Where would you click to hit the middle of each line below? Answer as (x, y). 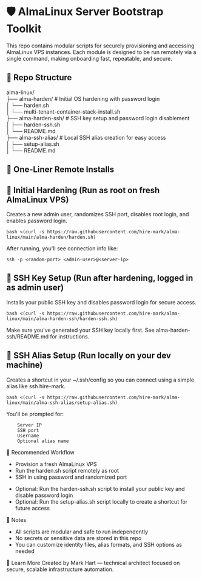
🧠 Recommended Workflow (40, 452)
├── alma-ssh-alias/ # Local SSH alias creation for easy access (86, 137)
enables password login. (37, 221)
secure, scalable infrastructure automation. (60, 569)
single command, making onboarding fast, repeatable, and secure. (89, 58)
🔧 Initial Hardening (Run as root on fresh (83, 190)
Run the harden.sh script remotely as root (67, 470)
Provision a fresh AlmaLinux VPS (56, 464)
